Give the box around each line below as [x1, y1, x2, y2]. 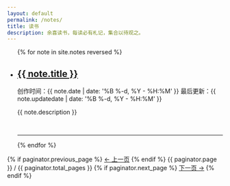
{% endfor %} [16, 141, 57, 150]
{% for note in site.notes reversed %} [16, 48, 123, 56]
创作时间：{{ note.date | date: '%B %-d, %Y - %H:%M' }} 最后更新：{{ [16, 87, 216, 95]
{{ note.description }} [16, 108, 77, 117]
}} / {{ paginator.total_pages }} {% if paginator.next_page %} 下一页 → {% [7, 164, 215, 172]
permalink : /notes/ [7, 16, 63, 23]
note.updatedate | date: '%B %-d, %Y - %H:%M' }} [16, 95, 162, 103]
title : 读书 [7, 23, 39, 30]
